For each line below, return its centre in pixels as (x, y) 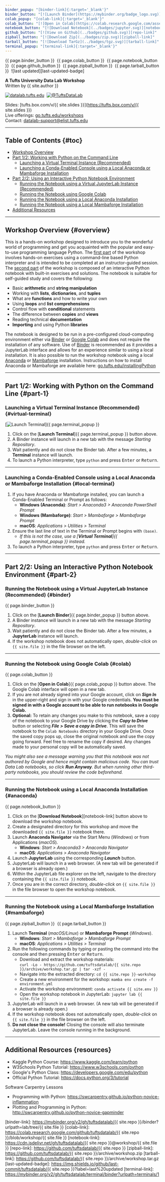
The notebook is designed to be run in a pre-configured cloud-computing (79, 334)
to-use (12, 252)
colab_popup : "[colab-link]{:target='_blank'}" (55, 19)
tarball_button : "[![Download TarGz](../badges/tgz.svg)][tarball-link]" (82, 42)
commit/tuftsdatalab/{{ (28, 1169)
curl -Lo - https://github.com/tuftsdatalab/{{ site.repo (80, 965)
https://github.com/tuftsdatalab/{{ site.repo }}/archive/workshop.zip (74, 1153)
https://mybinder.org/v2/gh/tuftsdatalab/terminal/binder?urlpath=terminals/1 (82, 1174)
